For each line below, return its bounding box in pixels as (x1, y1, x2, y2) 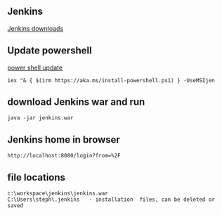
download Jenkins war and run (7, 96, 145, 108)
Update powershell (7, 45, 93, 57)
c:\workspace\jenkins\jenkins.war (7, 190, 109, 197)
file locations (7, 171, 65, 183)
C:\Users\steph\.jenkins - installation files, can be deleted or (7, 196, 216, 203)
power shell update (7, 63, 63, 72)
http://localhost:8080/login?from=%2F (7, 152, 121, 159)
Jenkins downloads (7, 24, 64, 32)
